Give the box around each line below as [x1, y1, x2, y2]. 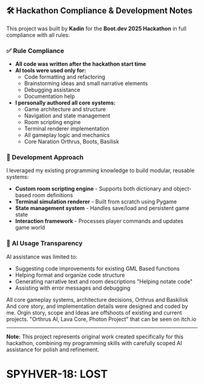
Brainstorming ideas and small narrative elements [24, 80, 148, 87]
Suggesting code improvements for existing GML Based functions [15, 265, 180, 272]
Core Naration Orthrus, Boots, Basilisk [24, 138, 120, 145]
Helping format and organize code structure [15, 271, 126, 279]
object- [173, 185, 192, 192]
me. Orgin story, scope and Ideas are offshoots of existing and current [6, 309, 182, 316]
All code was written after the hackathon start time [15, 60, 146, 68]
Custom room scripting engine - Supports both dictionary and [15, 185, 172, 192]
